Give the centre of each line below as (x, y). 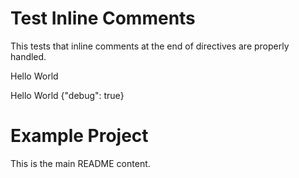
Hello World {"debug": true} (67, 95)
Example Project (79, 136)
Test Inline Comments (103, 18)
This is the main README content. (80, 163)
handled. (28, 56)
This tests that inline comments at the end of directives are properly (150, 46)
